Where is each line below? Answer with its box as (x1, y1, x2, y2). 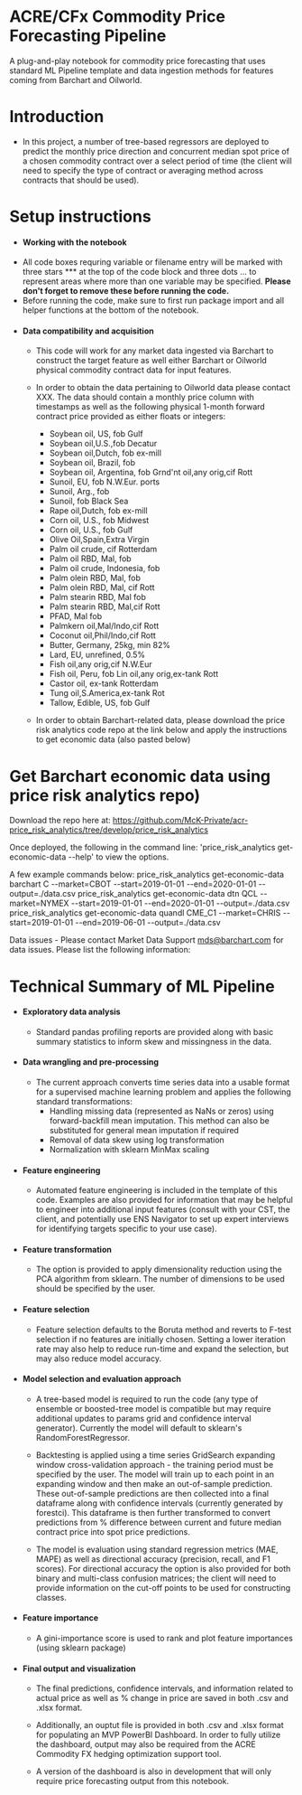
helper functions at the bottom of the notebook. (22, 305, 200, 315)
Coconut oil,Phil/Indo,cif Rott (49, 630, 156, 641)
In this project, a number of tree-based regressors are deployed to (22, 136, 270, 146)
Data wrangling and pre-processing (22, 1057, 160, 1067)
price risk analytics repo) (9, 785, 201, 805)
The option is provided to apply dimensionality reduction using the (35, 1264, 282, 1275)
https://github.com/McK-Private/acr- (112, 815, 249, 826)
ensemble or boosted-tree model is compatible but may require (35, 1403, 272, 1414)
